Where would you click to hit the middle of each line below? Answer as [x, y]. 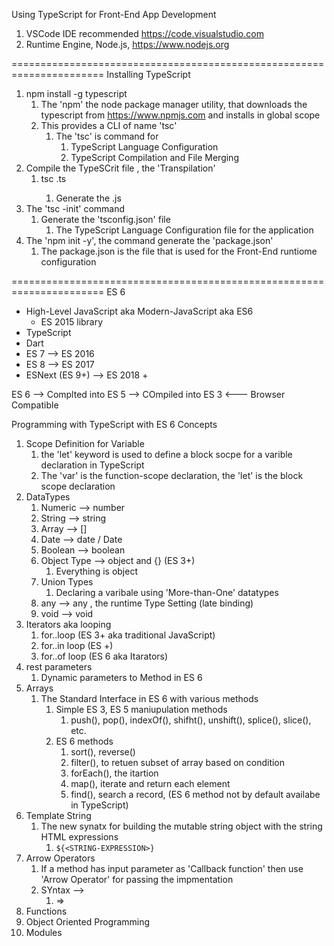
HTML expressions [79, 837]
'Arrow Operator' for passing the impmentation [137, 879]
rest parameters [59, 667]
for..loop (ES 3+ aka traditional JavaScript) [128, 635]
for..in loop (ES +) [77, 645]
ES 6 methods [84, 741]
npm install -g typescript [76, 93]
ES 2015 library [72, 322]
